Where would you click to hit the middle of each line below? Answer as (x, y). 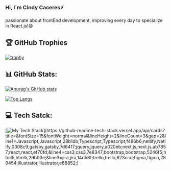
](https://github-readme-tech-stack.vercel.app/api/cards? (104, 130)
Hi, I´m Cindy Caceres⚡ (34, 7)
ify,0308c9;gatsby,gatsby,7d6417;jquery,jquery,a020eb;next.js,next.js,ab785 (86, 146)
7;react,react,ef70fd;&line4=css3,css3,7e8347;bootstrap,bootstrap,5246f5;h (86, 152)
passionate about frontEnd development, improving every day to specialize (84, 20)
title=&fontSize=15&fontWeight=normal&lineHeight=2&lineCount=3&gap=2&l (86, 136)
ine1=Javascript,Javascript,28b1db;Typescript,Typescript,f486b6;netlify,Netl (86, 141)
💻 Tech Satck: (29, 116)
